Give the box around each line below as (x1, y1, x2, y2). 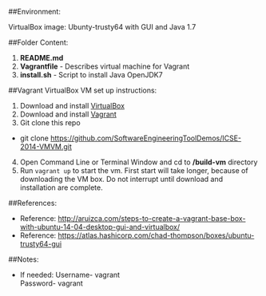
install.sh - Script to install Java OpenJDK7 (19, 70, 163, 79)
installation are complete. (19, 183, 103, 192)
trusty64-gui (19, 239, 62, 248)
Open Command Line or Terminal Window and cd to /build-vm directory (19, 157, 258, 167)
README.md (19, 53, 64, 62)
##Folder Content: (8, 37, 69, 47)
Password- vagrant (19, 278, 84, 288)
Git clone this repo (19, 118, 81, 127)
